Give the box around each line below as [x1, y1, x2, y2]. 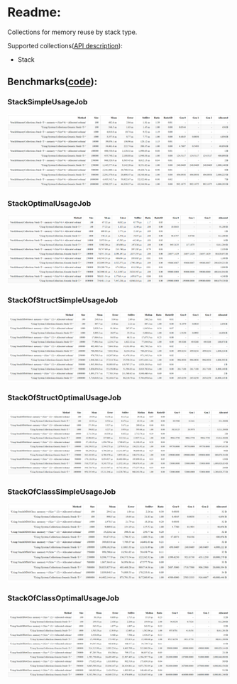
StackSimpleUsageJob [7, 97, 88, 107]
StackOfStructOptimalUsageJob [7, 392, 122, 402]
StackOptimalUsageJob [7, 198, 92, 208]
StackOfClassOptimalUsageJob [7, 593, 119, 603]
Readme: [7, 4, 62, 21]
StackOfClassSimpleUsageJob [7, 487, 116, 497]
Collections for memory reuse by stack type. [7, 28, 138, 36]
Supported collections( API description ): [7, 41, 123, 50]
